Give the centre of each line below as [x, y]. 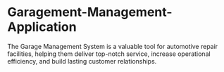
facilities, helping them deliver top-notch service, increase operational [109, 54]
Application [42, 27]
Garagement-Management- [90, 12]
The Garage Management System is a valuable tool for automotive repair [113, 46]
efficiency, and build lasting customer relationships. [82, 61]
